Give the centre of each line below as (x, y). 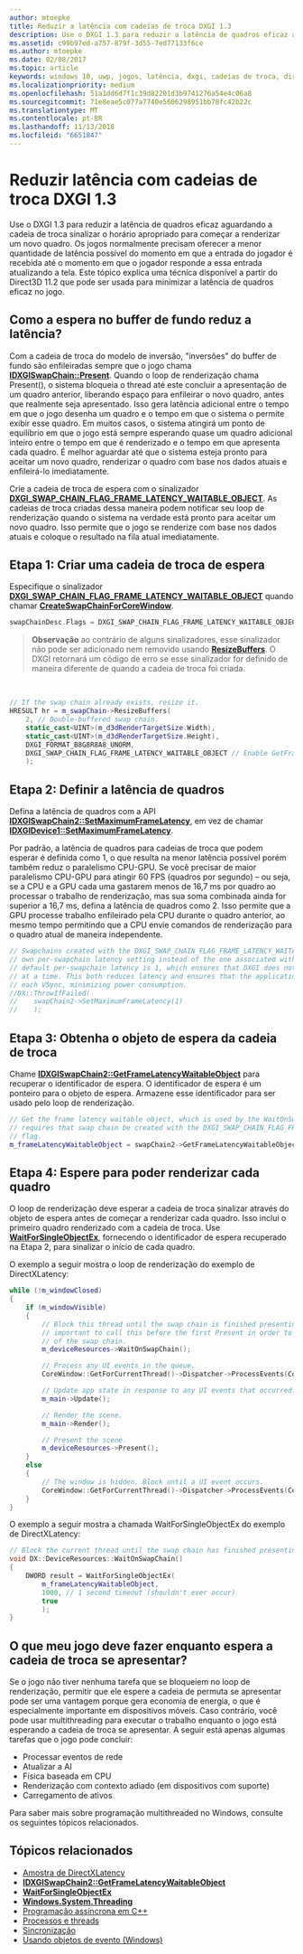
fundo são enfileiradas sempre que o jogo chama (101, 365)
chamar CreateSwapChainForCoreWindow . (92, 606)
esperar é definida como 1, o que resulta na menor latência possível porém (148, 858)
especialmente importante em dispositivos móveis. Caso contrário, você (143, 1711)
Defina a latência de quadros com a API (83, 812)
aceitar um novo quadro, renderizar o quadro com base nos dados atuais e (148, 461)
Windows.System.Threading (78, 1901)
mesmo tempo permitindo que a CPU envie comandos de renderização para (151, 925)
